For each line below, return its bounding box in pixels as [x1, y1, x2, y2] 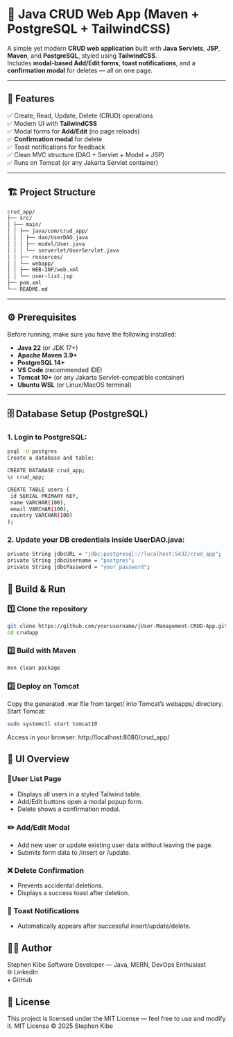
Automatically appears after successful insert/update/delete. [17, 922, 191, 931]
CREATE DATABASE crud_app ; [7, 467, 85, 474]
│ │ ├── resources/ [7, 253, 64, 260]
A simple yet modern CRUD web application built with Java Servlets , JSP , [7, 44, 221, 52]
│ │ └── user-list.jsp [7, 273, 73, 280]
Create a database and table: [7, 455, 95, 462]
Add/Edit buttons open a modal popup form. [17, 797, 144, 805]
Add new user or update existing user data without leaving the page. [17, 841, 214, 849]
